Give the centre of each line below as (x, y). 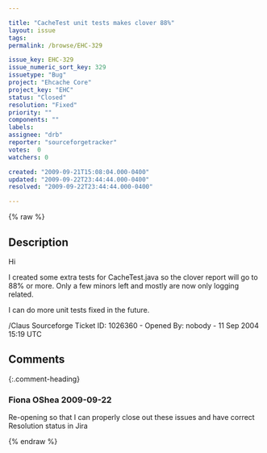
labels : (21, 127)
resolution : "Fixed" (43, 105)
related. (21, 294)
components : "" (34, 120)
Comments (37, 359)
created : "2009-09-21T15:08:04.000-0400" (79, 172)
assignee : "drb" (35, 135)
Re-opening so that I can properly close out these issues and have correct (132, 418)
